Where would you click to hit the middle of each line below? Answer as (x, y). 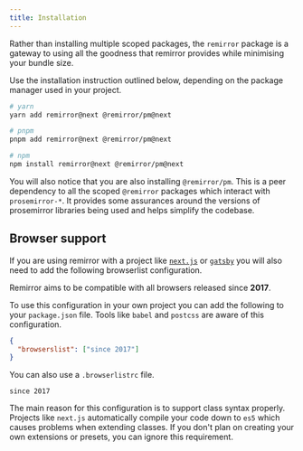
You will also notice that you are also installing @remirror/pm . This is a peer (148, 181)
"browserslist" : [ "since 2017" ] (79, 349)
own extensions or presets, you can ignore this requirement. (121, 437)
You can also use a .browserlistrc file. (82, 375)
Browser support (58, 239)
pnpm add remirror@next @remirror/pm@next (90, 140)
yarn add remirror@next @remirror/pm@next (90, 115)
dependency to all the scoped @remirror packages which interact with (140, 191)
